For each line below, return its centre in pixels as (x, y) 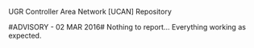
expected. (25, 36)
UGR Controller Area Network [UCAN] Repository (90, 12)
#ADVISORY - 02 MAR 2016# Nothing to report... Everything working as (127, 27)
